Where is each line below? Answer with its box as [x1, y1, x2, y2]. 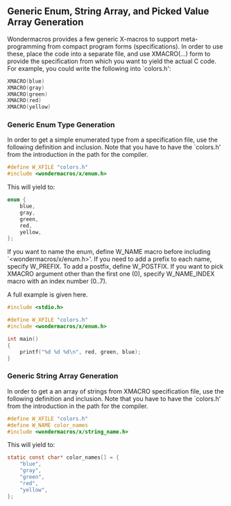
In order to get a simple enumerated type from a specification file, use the [7, 135, 219, 144]
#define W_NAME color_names [7, 421, 89, 429]
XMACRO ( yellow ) [7, 103, 51, 110]
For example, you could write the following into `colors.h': [7, 64, 171, 72]
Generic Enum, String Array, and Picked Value [7, 6, 209, 17]
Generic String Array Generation [7, 371, 119, 381]
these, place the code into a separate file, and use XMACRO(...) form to [7, 49, 211, 58]
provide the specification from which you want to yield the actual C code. [7, 57, 217, 65]
